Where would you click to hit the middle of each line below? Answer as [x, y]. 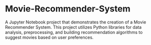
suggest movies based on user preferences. [49, 37]
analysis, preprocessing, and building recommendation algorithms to [74, 32]
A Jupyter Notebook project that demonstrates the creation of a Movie [75, 22]
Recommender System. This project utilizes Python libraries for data [74, 27]
